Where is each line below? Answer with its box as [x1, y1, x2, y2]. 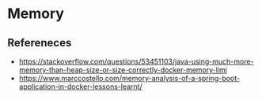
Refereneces [7, 36, 72, 49]
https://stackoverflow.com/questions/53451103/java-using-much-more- [18, 57, 254, 66]
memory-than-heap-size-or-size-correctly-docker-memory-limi [18, 65, 227, 75]
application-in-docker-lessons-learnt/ [18, 82, 143, 91]
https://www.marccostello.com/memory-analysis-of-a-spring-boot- [18, 74, 241, 82]
